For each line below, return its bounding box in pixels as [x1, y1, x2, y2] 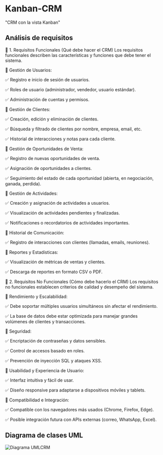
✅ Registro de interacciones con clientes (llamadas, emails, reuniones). [5, 239, 150, 245]
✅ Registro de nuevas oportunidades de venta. [5, 155, 100, 161]
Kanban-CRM [5, 3, 62, 14]
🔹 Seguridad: [5, 328, 32, 334]
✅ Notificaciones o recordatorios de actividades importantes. [5, 220, 130, 226]
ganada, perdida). [5, 180, 41, 186]
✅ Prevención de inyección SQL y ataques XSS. [5, 357, 102, 363]
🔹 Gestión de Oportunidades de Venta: [5, 146, 84, 152]
